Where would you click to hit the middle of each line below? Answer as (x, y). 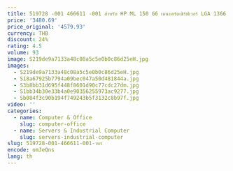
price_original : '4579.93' (47, 27)
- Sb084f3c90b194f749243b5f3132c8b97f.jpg (76, 98)
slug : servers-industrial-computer (72, 137)
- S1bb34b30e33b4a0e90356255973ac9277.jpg (76, 91)
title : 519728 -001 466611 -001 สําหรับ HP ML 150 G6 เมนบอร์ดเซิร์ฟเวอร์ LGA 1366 (116, 14)
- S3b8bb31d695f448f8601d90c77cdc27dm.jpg (76, 85)
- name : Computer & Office (53, 117)
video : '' (22, 105)
